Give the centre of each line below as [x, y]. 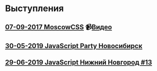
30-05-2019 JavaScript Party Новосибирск [74, 46]
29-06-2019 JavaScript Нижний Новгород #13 [78, 62]
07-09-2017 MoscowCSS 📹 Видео [59, 27]
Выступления [34, 9]
